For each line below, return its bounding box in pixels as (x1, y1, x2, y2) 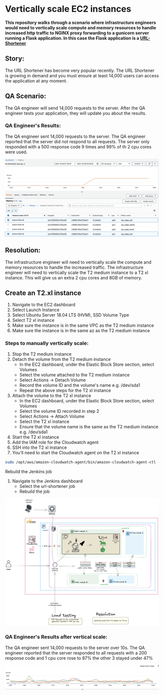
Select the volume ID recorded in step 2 (19, 408, 100, 414)
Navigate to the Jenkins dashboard (12, 478, 83, 484)
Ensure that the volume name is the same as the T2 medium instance (19, 423, 159, 429)
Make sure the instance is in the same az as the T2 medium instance (12, 328, 150, 334)
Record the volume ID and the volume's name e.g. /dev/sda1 (19, 382, 141, 388)
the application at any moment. (5, 78, 67, 84)
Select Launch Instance (12, 307, 60, 313)
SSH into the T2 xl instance (12, 444, 67, 450)
